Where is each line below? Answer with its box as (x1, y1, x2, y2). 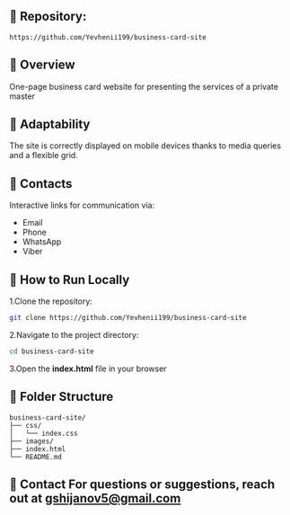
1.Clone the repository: (9, 296, 92, 306)
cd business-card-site (9, 347, 94, 356)
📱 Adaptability (9, 117, 91, 132)
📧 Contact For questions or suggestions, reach (9, 477, 276, 493)
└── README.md (9, 452, 63, 461)
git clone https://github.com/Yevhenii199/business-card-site (9, 314, 247, 323)
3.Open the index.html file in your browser (9, 363, 168, 374)
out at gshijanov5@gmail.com (9, 491, 181, 506)
